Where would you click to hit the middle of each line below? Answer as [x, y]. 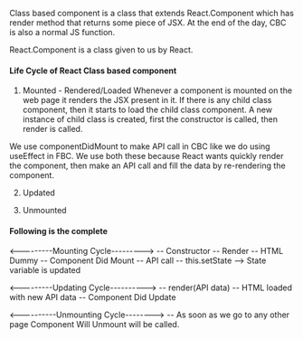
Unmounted [44, 211]
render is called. [52, 129]
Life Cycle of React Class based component [93, 71]
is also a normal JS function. [62, 32]
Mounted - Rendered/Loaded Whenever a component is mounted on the [157, 90]
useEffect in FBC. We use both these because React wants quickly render [147, 156]
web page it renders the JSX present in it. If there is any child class [147, 100]
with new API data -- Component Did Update [93, 297]
